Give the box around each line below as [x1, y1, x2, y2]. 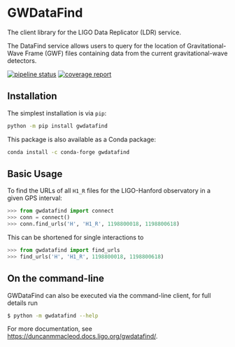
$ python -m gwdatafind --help [7, 312, 99, 319]
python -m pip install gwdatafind [7, 122, 108, 129]
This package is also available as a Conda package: [7, 135, 156, 143]
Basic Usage [7, 168, 63, 180]
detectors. [7, 56, 37, 64]
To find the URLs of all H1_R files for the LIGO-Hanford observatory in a [7, 187, 211, 195]
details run [7, 299, 38, 307]
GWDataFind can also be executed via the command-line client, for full [7, 291, 211, 299]
